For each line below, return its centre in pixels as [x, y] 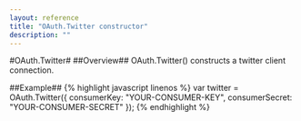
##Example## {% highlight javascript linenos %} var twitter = [124, 88]
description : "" [40, 35]
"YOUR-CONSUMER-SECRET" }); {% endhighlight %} [110, 107]
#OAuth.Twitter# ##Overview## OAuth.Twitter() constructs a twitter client [148, 61]
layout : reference [44, 18]
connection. [32, 70]
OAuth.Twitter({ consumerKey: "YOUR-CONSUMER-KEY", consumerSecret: [151, 97]
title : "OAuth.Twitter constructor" [79, 26]
